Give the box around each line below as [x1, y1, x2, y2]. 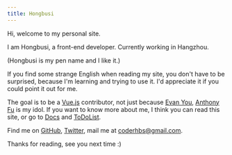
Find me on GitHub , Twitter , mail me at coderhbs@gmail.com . [7, 126, 183, 134]
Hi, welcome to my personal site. [7, 29, 101, 38]
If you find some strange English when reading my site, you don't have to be [7, 70, 225, 78]
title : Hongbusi [7, 10, 54, 17]
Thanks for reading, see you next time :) [7, 140, 122, 148]
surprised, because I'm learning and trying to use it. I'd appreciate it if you [7, 77, 219, 85]
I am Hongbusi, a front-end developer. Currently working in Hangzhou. [7, 42, 210, 51]
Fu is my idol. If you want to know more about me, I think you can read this [7, 105, 220, 113]
